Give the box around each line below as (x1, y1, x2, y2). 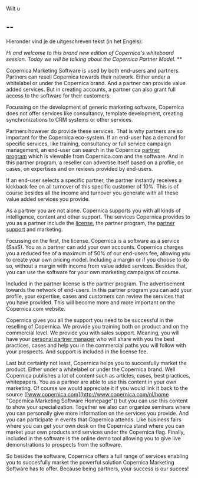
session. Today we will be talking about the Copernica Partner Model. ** (6, 56, 183, 63)
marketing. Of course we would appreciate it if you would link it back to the (6, 384, 189, 392)
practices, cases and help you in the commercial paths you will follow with (6, 342, 187, 349)
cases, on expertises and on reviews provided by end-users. (6, 165, 153, 172)
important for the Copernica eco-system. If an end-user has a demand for (6, 134, 186, 141)
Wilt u (6, 5, 21, 12)
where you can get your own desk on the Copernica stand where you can (6, 422, 184, 429)
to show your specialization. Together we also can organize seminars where (6, 403, 190, 410)
